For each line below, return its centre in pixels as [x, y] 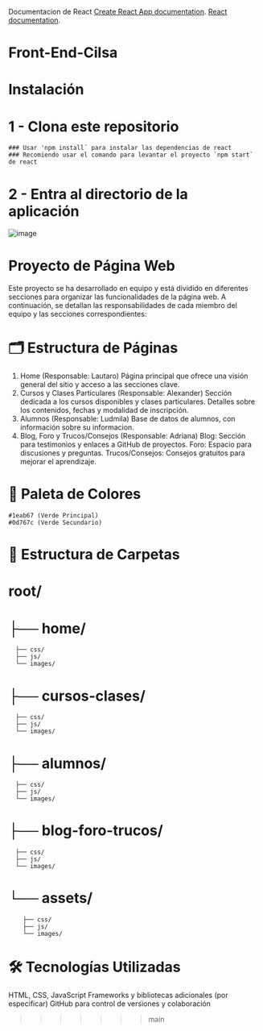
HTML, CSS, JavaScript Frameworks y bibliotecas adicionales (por [118, 996]
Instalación [46, 90]
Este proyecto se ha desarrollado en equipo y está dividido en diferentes [128, 289]
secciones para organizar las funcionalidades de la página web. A [117, 297]
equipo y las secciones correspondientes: [78, 314]
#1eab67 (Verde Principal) [53, 516]
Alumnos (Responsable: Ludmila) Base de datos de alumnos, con [127, 419]
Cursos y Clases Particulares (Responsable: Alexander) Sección [126, 393]
